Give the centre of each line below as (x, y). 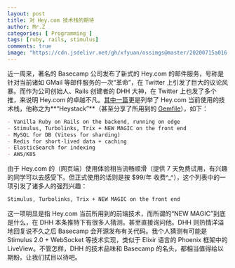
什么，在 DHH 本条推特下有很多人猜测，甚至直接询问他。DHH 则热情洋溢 (119, 222)
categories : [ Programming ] (50, 33)
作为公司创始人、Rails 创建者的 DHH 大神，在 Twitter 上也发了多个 (121, 91)
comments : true (29, 46)
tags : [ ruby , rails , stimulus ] (53, 40)
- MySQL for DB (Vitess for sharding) (64, 135)
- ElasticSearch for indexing (52, 148)
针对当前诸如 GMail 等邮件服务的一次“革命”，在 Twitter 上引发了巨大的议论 (115, 82)
